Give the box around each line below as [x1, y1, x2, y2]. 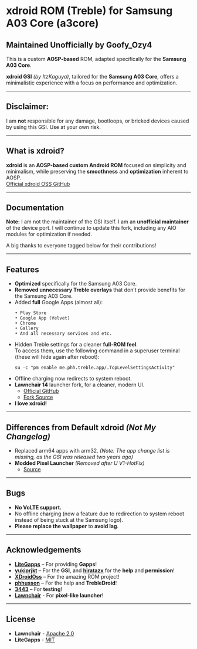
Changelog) [6, 431, 51, 441]
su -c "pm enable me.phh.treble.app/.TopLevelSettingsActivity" [14, 365, 175, 371]
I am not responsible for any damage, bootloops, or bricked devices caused [6, 117, 189, 124]
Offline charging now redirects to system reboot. [14, 375, 132, 382]
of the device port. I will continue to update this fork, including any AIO [6, 225, 177, 232]
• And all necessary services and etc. [14, 331, 113, 337]
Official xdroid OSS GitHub [6, 180, 70, 187]
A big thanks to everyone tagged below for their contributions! [6, 242, 157, 249]
